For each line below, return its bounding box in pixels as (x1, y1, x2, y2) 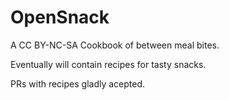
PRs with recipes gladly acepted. (10, 77, 146, 90)
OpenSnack (10, 6, 110, 29)
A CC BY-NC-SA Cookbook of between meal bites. (10, 39, 220, 51)
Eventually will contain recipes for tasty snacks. (10, 58, 207, 70)
